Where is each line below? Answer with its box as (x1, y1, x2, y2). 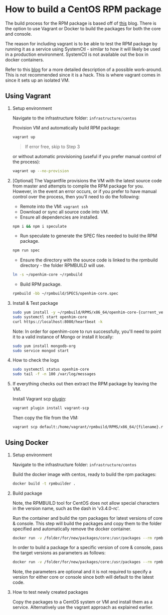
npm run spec (12, 248, 40, 253)
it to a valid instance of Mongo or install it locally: (12, 333, 114, 339)
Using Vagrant (5, 92, 51, 100)
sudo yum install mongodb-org (12, 344, 76, 349)
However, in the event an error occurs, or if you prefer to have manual (12, 188, 157, 194)
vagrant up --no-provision (12, 168, 69, 173)
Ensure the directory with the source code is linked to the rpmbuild (20, 257, 158, 263)
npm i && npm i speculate (12, 224, 67, 229)
